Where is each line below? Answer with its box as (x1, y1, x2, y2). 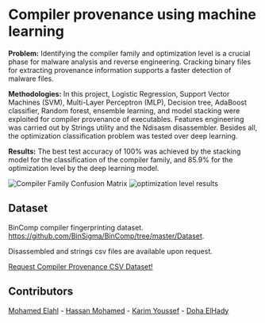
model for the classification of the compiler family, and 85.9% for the (8, 154, 233, 164)
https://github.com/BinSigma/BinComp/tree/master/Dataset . (8, 231, 205, 241)
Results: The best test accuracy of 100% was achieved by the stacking (8, 146, 241, 156)
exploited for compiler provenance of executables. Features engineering (8, 114, 244, 123)
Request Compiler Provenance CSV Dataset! (8, 261, 153, 271)
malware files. (8, 74, 54, 83)
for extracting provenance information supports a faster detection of (8, 65, 232, 74)
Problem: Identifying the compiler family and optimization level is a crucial (8, 48, 251, 58)
